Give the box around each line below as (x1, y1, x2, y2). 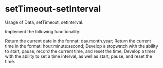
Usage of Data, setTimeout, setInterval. (5, 19, 84, 25)
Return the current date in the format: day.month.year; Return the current (5, 38, 151, 44)
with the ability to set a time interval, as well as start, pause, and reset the (5, 53, 152, 59)
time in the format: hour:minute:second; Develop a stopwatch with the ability (5, 43, 158, 49)
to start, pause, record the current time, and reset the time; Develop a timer (5, 48, 156, 54)
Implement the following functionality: (5, 28, 81, 34)
